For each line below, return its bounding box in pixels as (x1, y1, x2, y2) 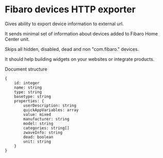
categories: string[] (23, 125, 70, 131)
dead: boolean (23, 134, 53, 139)
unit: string (23, 139, 51, 144)
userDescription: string (23, 103, 77, 108)
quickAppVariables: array (23, 107, 79, 113)
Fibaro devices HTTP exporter (5, 4, 136, 15)
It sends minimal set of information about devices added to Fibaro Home (5, 30, 158, 37)
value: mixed (23, 112, 51, 117)
